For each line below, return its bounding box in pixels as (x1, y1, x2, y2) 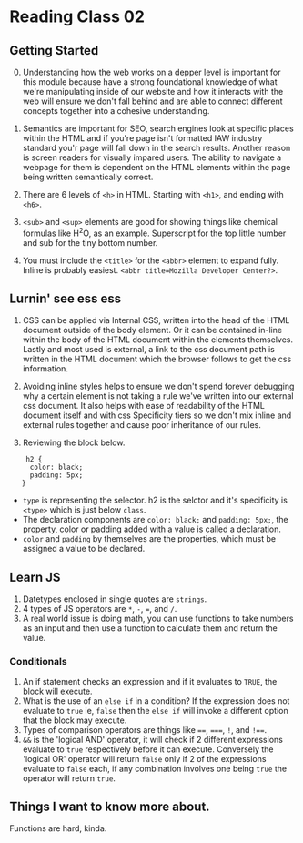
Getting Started (9, 43, 99, 58)
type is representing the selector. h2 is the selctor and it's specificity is (22, 494, 288, 506)
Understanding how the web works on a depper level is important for (22, 66, 281, 77)
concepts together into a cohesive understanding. (22, 106, 210, 116)
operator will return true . (22, 772, 116, 784)
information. (22, 363, 68, 374)
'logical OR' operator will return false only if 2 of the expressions (22, 753, 267, 764)
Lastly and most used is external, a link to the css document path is (22, 344, 275, 355)
